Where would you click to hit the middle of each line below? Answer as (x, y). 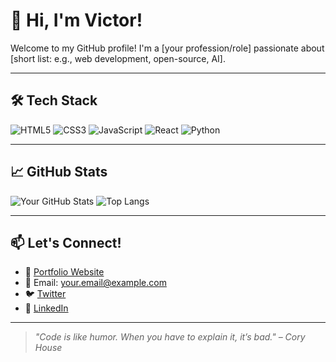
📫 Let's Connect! (66, 242)
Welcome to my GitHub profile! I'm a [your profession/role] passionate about (167, 48)
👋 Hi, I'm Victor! (76, 20)
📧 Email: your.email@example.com (95, 283)
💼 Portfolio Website (64, 272)
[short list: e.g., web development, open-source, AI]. (118, 58)
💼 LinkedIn (46, 308)
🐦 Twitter (45, 294)
